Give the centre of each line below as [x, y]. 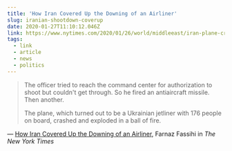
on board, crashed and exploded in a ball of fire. [93, 120]
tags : [15, 39]
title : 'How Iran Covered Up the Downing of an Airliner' [92, 14]
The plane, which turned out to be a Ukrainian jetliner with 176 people [123, 113]
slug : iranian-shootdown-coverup [55, 20]
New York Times [30, 141]
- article [27, 53]
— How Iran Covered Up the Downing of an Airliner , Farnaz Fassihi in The [112, 134]
